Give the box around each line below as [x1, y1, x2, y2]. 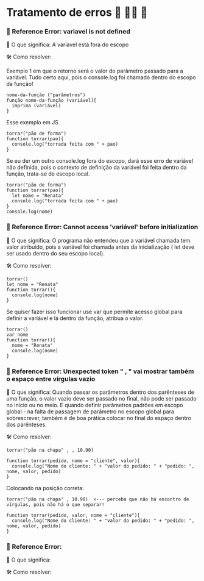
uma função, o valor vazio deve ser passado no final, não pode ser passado [6, 395, 197, 402]
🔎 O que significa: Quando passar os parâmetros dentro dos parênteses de [6, 388, 195, 396]
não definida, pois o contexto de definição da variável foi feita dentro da [6, 164, 187, 171]
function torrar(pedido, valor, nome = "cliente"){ [6, 512, 140, 519]
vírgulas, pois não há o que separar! [6, 502, 105, 508]
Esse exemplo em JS [6, 119, 59, 126]
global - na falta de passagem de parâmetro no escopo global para [6, 408, 175, 415]
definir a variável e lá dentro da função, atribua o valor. [6, 314, 144, 322]
